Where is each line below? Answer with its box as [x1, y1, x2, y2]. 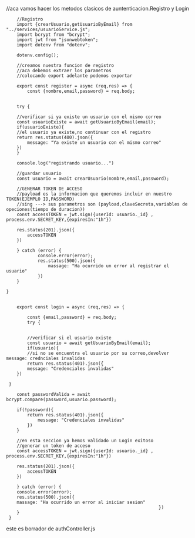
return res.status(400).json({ [16, 134, 93, 140]
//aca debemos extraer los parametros [16, 68, 112, 73]
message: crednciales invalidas [6, 355, 85, 361]
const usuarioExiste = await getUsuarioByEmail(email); [16, 119, 157, 125]
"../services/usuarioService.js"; [6, 26, 91, 32]
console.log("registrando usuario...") [16, 160, 115, 166]
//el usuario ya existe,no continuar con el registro [16, 129, 151, 135]
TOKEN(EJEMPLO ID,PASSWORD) [6, 196, 75, 202]
